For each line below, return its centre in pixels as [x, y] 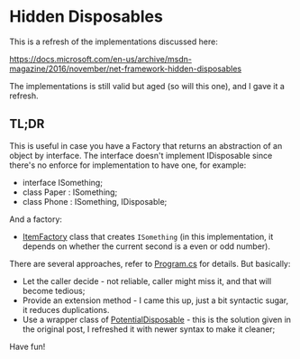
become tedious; [54, 290]
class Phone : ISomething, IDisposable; [95, 201]
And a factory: [36, 219]
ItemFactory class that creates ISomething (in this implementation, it [148, 236]
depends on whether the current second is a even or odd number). [146, 246]
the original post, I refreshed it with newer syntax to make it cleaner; [149, 329]
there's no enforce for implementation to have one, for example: [128, 165]
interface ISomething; [63, 182]
